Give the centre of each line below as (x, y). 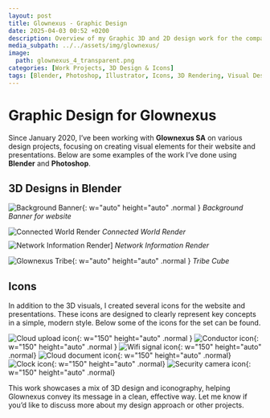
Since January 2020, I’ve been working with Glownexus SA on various (125, 137)
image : (19, 53)
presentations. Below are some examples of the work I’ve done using (123, 154)
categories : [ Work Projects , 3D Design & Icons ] (91, 68)
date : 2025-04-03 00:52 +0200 (59, 31)
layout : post (30, 16)
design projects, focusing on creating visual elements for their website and (132, 146)
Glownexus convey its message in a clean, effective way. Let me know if (128, 397)
